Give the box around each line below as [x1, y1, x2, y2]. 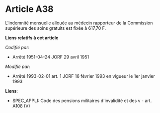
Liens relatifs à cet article [5, 35, 59, 41]
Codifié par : [5, 44, 30, 50]
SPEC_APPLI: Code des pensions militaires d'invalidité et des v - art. [12, 98, 152, 104]
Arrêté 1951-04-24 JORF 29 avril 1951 [12, 54, 89, 60]
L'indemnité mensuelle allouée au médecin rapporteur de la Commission [5, 20, 153, 26]
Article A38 [5, 3, 54, 15]
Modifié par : [5, 63, 31, 69]
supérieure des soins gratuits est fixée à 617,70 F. [5, 25, 106, 31]
